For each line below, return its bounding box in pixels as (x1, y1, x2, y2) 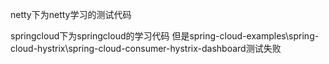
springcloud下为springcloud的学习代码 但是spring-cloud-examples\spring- (10, 30, 320, 42)
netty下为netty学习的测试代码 (10, 9, 132, 20)
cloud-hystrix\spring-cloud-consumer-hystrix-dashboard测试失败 (10, 43, 282, 54)
